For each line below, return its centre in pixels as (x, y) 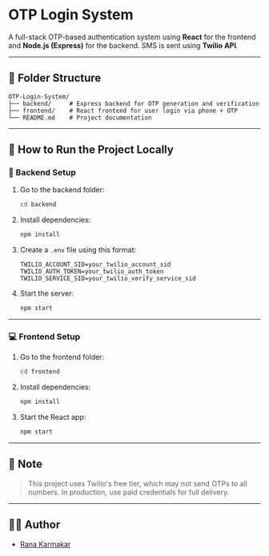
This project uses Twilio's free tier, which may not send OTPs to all (138, 483)
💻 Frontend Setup (44, 336)
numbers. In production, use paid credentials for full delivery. (128, 492)
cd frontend (40, 372)
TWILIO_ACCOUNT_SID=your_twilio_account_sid (95, 265)
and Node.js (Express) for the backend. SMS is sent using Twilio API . (123, 45)
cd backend (38, 205)
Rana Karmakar (45, 544)
